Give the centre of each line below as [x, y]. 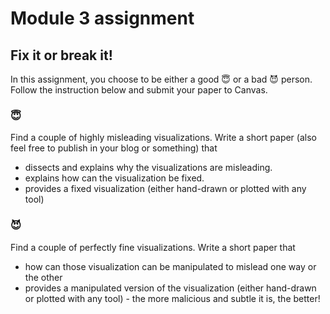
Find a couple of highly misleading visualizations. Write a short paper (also [163, 138]
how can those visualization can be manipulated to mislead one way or [170, 266]
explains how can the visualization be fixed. [114, 178]
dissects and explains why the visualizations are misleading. [148, 168]
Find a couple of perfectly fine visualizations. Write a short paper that [153, 247]
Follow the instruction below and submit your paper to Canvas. [139, 90]
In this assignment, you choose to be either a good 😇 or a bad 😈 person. [161, 79]
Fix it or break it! [61, 55]
